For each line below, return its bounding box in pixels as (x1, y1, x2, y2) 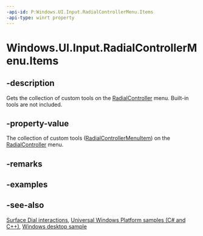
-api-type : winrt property (6, 15, 75, 21)
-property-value (6, 118, 69, 129)
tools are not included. (6, 101, 63, 108)
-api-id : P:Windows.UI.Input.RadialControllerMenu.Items (6, 9, 154, 15)
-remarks (6, 159, 43, 169)
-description (6, 78, 55, 88)
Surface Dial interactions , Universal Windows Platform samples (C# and (6, 216, 186, 223)
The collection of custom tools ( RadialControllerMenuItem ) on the (6, 135, 170, 142)
